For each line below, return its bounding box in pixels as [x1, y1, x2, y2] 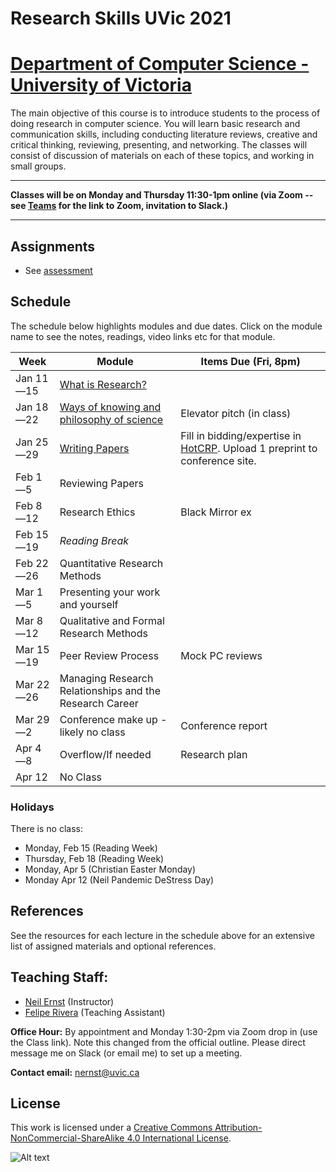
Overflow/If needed [59, 747, 152, 761]
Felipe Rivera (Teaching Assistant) [24, 1006, 166, 1018]
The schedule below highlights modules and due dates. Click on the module [10, 320, 323, 332]
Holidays [10, 800, 55, 814]
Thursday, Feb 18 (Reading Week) [24, 853, 165, 865]
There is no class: [10, 823, 83, 835]
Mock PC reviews [180, 648, 263, 662]
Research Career [59, 696, 139, 710]
